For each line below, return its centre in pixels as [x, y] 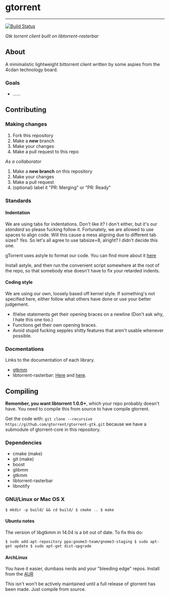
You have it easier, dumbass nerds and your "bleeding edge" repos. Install [82, 569]
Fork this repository [33, 135]
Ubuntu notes [20, 521]
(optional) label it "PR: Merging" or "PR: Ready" [62, 187]
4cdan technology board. [32, 70]
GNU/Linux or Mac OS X [35, 499]
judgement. [17, 304]
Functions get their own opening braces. [55, 325]
